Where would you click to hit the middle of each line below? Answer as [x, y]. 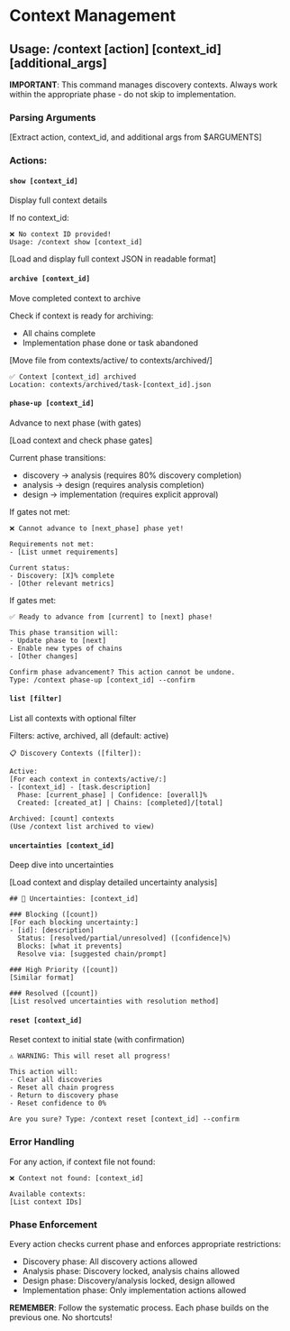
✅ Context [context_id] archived [73, 376]
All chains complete [59, 333]
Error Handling [42, 1142]
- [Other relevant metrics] [62, 583]
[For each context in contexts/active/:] [88, 780]
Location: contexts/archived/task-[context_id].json [110, 384]
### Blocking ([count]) [54, 915]
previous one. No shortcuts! [61, 1317]
